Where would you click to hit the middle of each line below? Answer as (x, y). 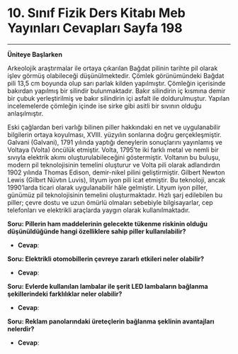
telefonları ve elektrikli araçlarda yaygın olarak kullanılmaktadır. (99, 210)
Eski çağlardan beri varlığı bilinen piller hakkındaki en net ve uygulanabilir (114, 127)
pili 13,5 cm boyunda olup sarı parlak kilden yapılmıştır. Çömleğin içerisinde (117, 83)
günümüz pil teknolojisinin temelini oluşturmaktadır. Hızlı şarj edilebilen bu (115, 195)
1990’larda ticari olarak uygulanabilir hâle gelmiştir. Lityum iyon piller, (107, 187)
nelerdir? (21, 328)
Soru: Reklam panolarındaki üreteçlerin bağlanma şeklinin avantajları (111, 321)
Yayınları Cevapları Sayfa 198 (95, 28)
